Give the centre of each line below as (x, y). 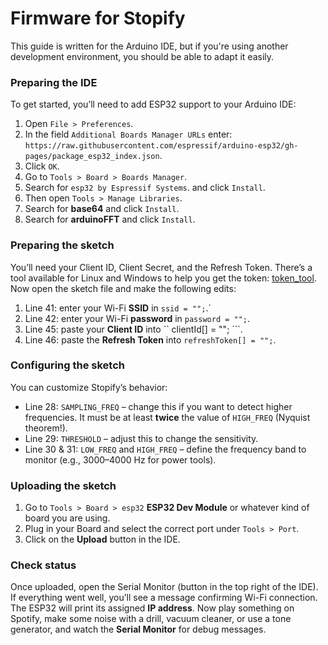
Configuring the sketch (67, 365)
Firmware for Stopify (98, 18)
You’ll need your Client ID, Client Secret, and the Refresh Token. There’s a (161, 267)
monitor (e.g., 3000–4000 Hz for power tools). (120, 459)
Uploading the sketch (63, 485)
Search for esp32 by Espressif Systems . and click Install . (145, 188)
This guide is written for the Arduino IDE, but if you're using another (149, 46)
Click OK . (42, 166)
